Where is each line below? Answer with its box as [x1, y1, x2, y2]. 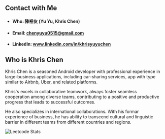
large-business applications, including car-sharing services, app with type [5, 73, 156, 79]
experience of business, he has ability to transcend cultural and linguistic [5, 113, 154, 120]
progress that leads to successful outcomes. [5, 99, 96, 105]
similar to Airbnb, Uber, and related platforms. [5, 79, 98, 85]
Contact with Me [5, 4, 57, 12]
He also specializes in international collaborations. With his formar [5, 108, 139, 114]
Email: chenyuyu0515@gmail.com [12, 30, 84, 36]
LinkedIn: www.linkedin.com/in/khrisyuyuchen [12, 41, 111, 47]
